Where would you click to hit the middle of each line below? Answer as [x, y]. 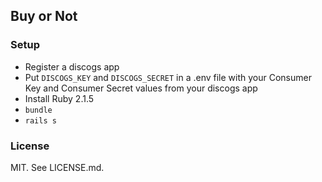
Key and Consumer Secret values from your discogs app [141, 88]
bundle [38, 110]
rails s [40, 120]
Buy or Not [44, 16]
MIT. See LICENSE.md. [57, 167]
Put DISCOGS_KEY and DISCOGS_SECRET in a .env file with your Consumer [168, 77]
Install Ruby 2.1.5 [59, 98]
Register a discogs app [72, 66]
